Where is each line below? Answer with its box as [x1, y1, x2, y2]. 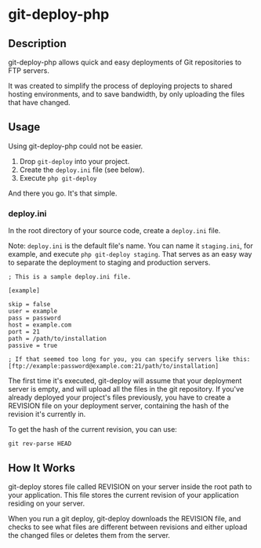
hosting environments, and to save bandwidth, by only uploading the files [8, 90, 245, 99]
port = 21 [8, 328, 41, 336]
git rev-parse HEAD [8, 440, 72, 448]
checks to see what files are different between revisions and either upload [8, 522, 248, 532]
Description [8, 37, 67, 50]
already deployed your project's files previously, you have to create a [8, 393, 231, 402]
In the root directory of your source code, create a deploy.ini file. [8, 226, 221, 236]
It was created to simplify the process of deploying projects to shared [8, 81, 233, 90]
